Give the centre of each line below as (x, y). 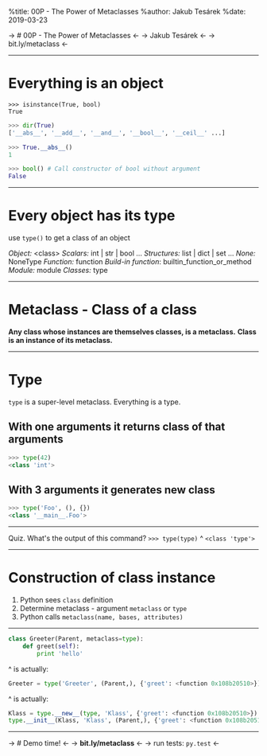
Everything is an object (86, 84)
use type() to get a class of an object (70, 238)
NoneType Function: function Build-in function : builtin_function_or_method (130, 262)
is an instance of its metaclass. (60, 341)
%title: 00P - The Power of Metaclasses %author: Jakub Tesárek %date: (127, 12)
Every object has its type (92, 216)
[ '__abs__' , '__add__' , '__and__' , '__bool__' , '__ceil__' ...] (117, 133)
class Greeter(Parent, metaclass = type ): (76, 639)
